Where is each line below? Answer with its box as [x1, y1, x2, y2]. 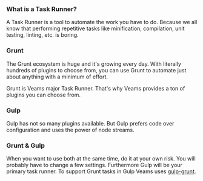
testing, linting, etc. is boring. [6, 31, 79, 39]
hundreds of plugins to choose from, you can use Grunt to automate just [6, 66, 187, 74]
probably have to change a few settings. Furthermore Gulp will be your [6, 162, 183, 169]
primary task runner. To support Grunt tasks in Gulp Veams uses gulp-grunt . [6, 168, 196, 175]
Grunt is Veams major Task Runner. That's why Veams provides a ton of [6, 84, 185, 92]
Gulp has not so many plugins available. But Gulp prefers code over [6, 119, 175, 127]
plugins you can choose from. [6, 91, 81, 98]
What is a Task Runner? [6, 5, 77, 13]
